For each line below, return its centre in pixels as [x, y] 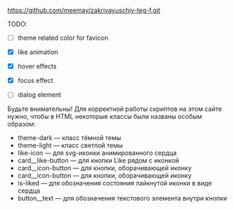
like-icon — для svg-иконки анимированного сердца [97, 153]
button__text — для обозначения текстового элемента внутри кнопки [122, 198]
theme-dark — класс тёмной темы [69, 138]
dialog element [39, 95]
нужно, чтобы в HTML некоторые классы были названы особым [105, 117]
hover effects [37, 66]
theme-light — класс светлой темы [70, 146]
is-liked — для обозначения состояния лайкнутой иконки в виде [115, 183]
